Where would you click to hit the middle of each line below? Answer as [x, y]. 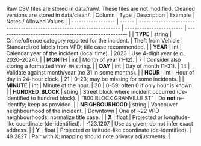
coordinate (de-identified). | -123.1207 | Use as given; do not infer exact [105, 123]
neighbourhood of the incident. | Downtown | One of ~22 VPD [83, 111]
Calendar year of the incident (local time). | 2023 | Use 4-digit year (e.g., [96, 53]
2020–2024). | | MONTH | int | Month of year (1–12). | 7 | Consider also [94, 60]
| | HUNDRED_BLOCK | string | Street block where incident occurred [91, 92]
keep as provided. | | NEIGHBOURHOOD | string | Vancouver [103, 104]
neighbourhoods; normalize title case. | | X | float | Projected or [85, 117]
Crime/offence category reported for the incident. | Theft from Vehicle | [95, 41]
